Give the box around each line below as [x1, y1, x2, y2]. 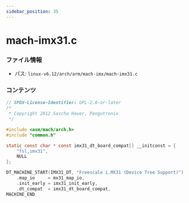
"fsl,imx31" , [16, 148, 48, 154]
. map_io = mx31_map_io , [16, 175, 85, 181]
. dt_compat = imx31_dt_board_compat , [16, 185, 111, 192]
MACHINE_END [6, 191, 35, 197]
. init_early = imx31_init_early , [16, 180, 98, 186]
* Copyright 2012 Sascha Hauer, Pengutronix [8, 111, 118, 117]
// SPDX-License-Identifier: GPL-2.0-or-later [6, 100, 121, 106]
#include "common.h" [6, 132, 57, 138]
